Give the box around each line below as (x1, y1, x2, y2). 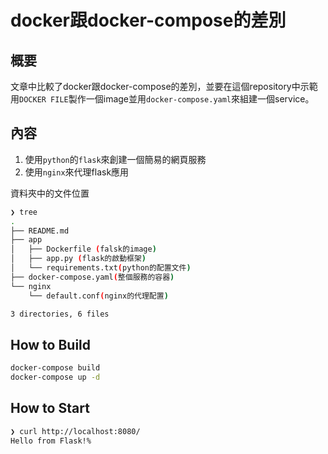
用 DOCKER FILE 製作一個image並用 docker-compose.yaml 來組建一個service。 (10, 93, 315, 105)
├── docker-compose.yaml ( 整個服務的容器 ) (10, 272, 175, 282)
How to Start (10, 400, 90, 417)
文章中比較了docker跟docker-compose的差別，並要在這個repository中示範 (10, 81, 318, 92)
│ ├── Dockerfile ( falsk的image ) (10, 244, 157, 255)
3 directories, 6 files (10, 309, 110, 319)
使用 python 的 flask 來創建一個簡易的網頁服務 (24, 153, 207, 165)
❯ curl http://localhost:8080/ (10, 426, 141, 436)
